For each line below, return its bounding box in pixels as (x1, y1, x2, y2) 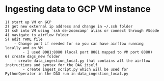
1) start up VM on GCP (5, 20, 52, 25)
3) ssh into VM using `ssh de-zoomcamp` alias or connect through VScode (5, 28, 160, 33)
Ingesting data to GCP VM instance (5, 3, 151, 15)
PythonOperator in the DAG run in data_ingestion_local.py (5, 71, 129, 76)
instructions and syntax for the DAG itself (5, 62, 98, 67)
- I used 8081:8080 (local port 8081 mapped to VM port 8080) (23, 50, 153, 54)
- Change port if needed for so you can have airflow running (14, 41, 144, 46)
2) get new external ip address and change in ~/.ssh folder (5, 24, 133, 29)
